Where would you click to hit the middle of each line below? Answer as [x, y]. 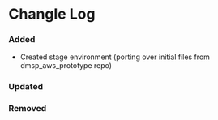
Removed [28, 109]
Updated [26, 87]
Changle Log [52, 14]
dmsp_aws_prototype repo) [66, 66]
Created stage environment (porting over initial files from [115, 57]
